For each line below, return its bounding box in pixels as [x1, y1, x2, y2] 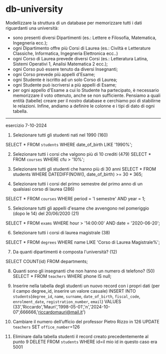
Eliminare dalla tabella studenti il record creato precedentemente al [12, 333, 149, 339]
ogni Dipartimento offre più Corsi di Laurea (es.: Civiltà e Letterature [12, 45, 151, 51]
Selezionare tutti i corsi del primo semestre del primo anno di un [12, 180, 143, 186]
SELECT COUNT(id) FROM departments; [5, 258, 88, 264]
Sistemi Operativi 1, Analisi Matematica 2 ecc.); [12, 61, 108, 67]
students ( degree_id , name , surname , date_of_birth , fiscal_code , [12, 293, 141, 299]
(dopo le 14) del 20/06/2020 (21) [12, 210, 79, 216]
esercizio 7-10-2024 [5, 122, 47, 128]
